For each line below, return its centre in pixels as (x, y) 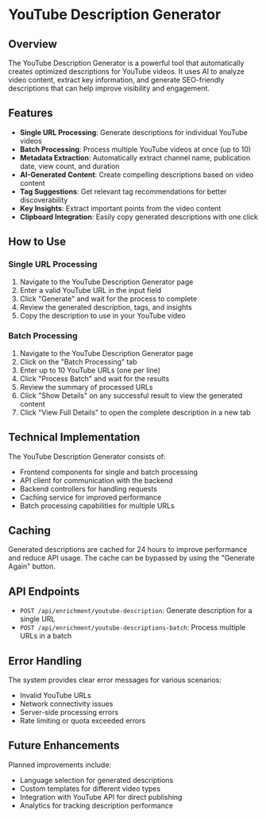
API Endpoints (44, 591)
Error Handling (45, 661)
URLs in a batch (46, 636)
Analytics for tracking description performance (96, 805)
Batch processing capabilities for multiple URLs (97, 505)
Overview (33, 44)
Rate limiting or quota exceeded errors (83, 721)
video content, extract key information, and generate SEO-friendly (116, 80)
